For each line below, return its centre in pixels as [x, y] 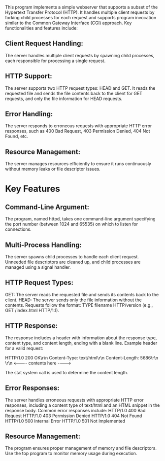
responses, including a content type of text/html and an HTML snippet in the [82, 405]
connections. [18, 229]
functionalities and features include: [41, 28]
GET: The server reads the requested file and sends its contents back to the [82, 294]
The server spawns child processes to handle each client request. [72, 257]
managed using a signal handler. [38, 267]
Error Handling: [29, 114]
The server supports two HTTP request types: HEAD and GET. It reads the [80, 88]
